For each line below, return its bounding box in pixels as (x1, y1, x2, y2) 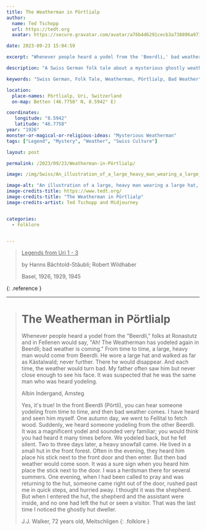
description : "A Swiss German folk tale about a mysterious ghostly (6, 65, 185, 71)
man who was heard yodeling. (21, 378, 98, 385)
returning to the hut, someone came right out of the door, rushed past (21, 479, 197, 487)
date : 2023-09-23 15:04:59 (6, 43, 75, 49)
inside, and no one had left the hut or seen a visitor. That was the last (21, 499, 196, 506)
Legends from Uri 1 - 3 (21, 249, 78, 256)
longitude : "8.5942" (14, 115, 67, 121)
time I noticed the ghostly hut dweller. (21, 506, 116, 513)
